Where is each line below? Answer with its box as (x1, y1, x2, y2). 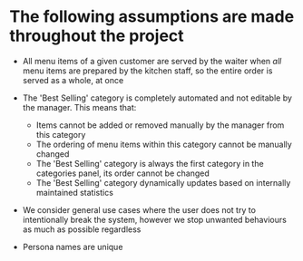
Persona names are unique (22, 241, 123, 252)
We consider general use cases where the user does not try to (22, 204, 257, 215)
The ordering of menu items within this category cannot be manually (35, 139, 292, 150)
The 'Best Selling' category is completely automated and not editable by (22, 92, 293, 103)
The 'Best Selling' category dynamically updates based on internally (35, 177, 291, 188)
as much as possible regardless (22, 224, 142, 235)
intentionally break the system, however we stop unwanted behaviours (22, 214, 288, 225)
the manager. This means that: (22, 101, 137, 112)
